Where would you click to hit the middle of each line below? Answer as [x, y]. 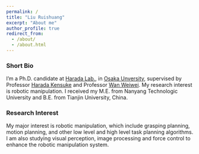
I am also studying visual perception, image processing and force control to [99, 139]
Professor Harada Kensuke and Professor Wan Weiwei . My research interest [99, 85]
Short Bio [20, 65]
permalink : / [22, 12]
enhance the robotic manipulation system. [58, 145]
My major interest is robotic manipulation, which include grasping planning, [98, 126]
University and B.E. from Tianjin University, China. [67, 98]
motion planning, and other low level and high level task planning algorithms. [100, 132]
